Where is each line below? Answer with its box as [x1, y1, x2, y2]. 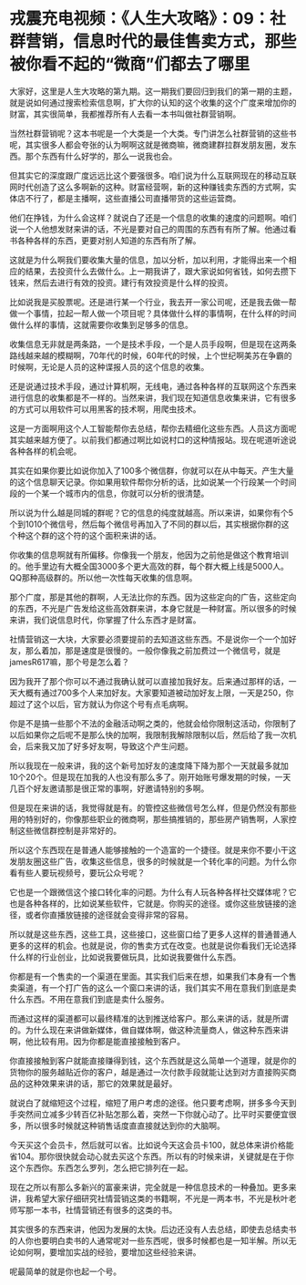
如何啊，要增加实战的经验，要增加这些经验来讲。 [16, 1246, 201, 1258]
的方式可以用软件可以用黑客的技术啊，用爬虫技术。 [9, 403, 201, 415]
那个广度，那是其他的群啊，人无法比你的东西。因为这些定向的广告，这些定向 [9, 591, 297, 602]
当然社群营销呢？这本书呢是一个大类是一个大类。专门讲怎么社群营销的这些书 [9, 128, 297, 139]
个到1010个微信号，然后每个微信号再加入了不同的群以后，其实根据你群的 [9, 519, 282, 529]
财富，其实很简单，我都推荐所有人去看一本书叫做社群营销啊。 [9, 108, 241, 119]
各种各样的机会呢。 [9, 446, 82, 457]
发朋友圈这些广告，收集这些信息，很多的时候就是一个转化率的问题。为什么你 [9, 856, 297, 867]
